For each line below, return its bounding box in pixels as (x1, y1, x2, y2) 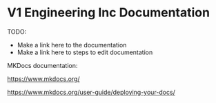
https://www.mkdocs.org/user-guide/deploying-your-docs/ (7, 88, 176, 96)
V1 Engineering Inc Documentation (7, 5, 210, 21)
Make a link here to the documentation (17, 41, 127, 49)
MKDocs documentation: (7, 61, 78, 69)
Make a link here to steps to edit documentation (17, 48, 153, 56)
